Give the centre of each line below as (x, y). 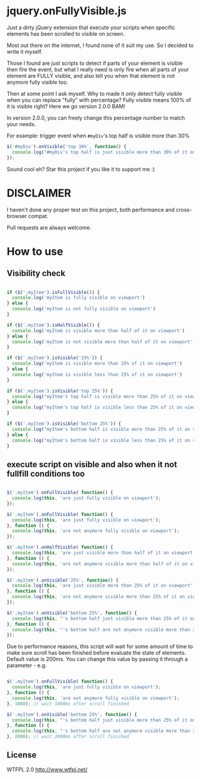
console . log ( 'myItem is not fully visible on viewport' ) (84, 309)
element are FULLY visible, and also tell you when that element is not (91, 76)
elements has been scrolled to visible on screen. (66, 33)
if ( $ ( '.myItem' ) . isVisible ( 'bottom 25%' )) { (64, 424)
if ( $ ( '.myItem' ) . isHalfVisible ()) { (53, 325)
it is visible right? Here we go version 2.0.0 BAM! (66, 106)
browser (17, 216)
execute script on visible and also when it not (92, 464)
